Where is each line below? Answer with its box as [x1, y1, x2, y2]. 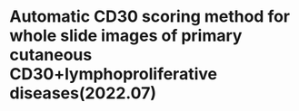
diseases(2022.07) [9, 83, 157, 104]
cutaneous [9, 45, 93, 65]
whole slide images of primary [9, 25, 243, 46]
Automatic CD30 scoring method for [9, 6, 291, 27]
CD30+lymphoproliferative [9, 64, 218, 85]
